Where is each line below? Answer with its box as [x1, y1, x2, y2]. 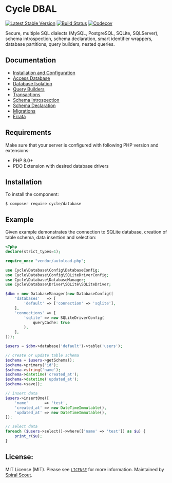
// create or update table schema [5, 353, 80, 358]
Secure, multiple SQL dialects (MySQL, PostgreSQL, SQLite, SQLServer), [5, 30, 159, 36]
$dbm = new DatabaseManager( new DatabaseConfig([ [5, 291, 114, 296]
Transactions [12, 91, 41, 98]
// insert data [5, 391, 38, 396]
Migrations [12, 108, 36, 114]
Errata [12, 113, 26, 119]
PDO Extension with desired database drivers [12, 163, 109, 169]
